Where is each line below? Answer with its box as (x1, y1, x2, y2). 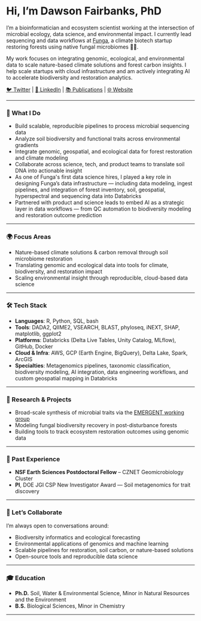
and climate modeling (14, 154, 68, 161)
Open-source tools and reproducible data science (14, 553, 138, 560)
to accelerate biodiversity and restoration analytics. (6, 74, 133, 81)
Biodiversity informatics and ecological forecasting (14, 533, 141, 541)
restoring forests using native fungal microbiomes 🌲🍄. (6, 43, 139, 50)
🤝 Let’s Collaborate (6, 508, 63, 517)
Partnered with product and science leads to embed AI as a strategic (14, 199, 184, 206)
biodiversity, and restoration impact (14, 268, 103, 275)
